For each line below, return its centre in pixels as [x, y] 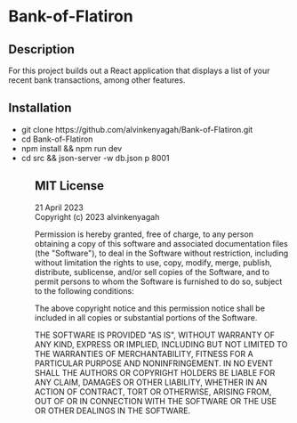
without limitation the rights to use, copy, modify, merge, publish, [153, 262]
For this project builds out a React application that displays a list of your [139, 70]
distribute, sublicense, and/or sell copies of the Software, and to [152, 272]
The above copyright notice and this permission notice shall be [150, 308]
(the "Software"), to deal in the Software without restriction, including [161, 253]
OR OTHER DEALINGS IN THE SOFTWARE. [112, 411]
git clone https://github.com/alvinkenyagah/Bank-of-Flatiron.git [137, 129]
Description [41, 49]
